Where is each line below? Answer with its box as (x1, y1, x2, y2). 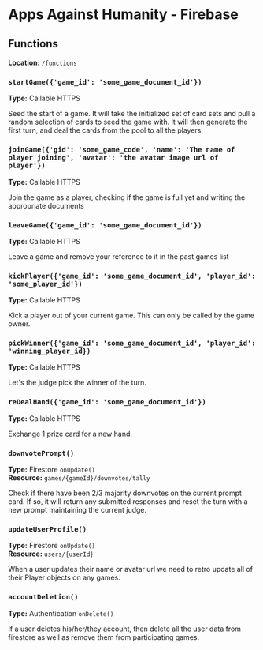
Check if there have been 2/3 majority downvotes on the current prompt (8, 488, 243, 498)
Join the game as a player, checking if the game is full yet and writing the (8, 192, 246, 202)
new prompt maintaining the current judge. (8, 505, 147, 515)
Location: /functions (8, 58, 77, 67)
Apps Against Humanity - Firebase (8, 6, 239, 24)
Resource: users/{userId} (8, 549, 94, 558)
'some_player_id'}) (8, 279, 83, 288)
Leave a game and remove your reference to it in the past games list (8, 251, 229, 261)
